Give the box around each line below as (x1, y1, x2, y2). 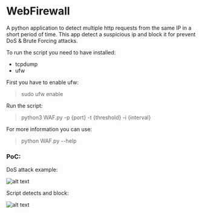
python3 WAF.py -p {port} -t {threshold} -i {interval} (21, 114, 151, 121)
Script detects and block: (6, 189, 69, 197)
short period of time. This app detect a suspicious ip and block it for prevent (6, 30, 196, 37)
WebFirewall (6, 4, 71, 18)
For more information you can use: (6, 125, 93, 132)
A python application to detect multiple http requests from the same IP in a (6, 24, 192, 31)
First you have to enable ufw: (6, 79, 79, 86)
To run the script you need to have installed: (6, 48, 116, 56)
